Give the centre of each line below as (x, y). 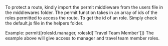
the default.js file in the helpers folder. (44, 23)
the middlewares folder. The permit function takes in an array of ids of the (81, 12)
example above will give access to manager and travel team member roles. (82, 38)
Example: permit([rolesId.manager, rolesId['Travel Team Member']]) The (79, 33)
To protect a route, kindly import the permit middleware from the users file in (84, 7)
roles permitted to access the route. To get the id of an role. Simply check (81, 18)
